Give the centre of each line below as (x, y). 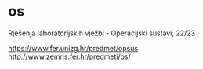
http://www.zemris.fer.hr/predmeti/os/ (69, 56)
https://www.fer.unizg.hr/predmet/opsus (73, 48)
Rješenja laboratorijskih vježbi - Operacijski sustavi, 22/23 (102, 33)
